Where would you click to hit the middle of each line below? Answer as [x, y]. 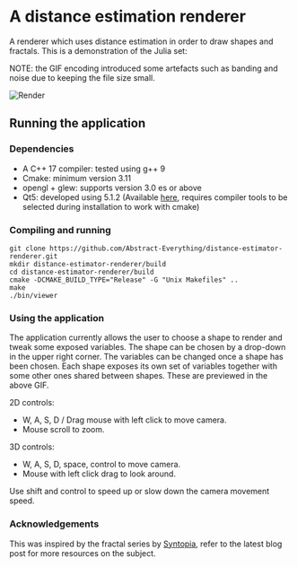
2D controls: [32, 403]
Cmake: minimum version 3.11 [77, 178]
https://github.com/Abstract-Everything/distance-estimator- [166, 249]
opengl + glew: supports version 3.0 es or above [112, 188]
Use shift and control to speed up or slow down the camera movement [140, 492]
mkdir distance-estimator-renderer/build [88, 264]
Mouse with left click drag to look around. [99, 474]
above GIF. [29, 385]
